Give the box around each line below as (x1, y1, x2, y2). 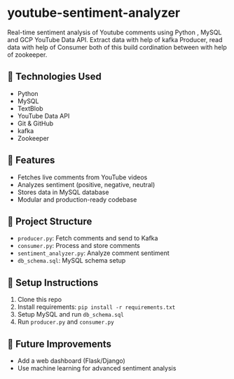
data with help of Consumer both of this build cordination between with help (7, 43, 227, 51)
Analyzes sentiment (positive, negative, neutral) (17, 180, 156, 188)
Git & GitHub (17, 119, 54, 128)
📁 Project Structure (7, 215, 92, 227)
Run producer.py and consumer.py (17, 317, 114, 326)
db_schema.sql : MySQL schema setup (17, 256, 126, 265)
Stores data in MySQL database (17, 188, 109, 196)
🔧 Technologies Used (7, 71, 102, 83)
